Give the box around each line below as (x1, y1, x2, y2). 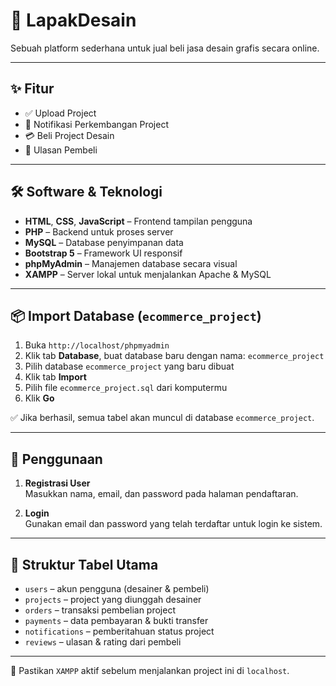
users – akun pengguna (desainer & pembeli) (24, 583, 210, 594)
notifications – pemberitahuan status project (24, 625, 215, 637)
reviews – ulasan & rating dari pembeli (24, 636, 182, 648)
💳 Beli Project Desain (24, 129, 115, 141)
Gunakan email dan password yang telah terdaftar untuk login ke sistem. (24, 518, 323, 530)
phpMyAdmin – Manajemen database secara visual (24, 257, 238, 269)
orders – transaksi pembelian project (24, 604, 176, 616)
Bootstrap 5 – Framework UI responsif (24, 247, 183, 259)
